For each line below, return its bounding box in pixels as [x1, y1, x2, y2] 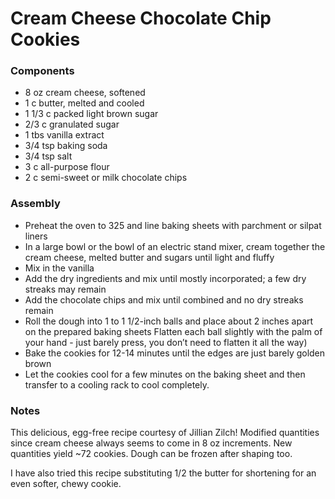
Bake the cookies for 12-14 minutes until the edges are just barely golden [24, 347, 326, 359]
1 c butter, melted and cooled [24, 97, 145, 109]
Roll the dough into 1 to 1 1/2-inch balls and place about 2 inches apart [24, 315, 314, 327]
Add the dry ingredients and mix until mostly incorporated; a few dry [24, 272, 307, 284]
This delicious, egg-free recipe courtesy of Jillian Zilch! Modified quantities [10, 427, 320, 439]
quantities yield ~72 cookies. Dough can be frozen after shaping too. [10, 448, 293, 460]
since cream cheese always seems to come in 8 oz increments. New [10, 437, 293, 449]
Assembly [10, 197, 61, 211]
